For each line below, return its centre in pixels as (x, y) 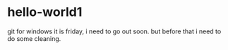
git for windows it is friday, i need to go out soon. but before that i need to (114, 31)
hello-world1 (45, 12)
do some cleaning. (34, 38)
